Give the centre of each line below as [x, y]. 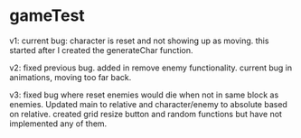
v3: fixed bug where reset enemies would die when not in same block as [144, 95]
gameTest [47, 16]
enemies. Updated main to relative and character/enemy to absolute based [148, 104]
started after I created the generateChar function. [101, 50]
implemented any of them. [58, 124]
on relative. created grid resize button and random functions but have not [146, 114]
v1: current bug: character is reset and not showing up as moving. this [139, 41]
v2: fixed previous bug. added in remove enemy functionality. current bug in [151, 68]
